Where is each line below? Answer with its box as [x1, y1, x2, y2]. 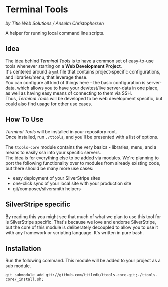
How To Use [5, 115, 44, 124]
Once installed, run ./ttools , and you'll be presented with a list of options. [5, 134, 159, 140]
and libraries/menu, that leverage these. [5, 74, 88, 80]
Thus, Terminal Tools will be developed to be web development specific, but [5, 95, 163, 101]
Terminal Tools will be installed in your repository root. [5, 128, 117, 134]
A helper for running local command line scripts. [5, 30, 105, 36]
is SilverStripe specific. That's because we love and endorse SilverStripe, [5, 219, 156, 225]
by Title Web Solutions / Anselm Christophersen [5, 20, 104, 26]
